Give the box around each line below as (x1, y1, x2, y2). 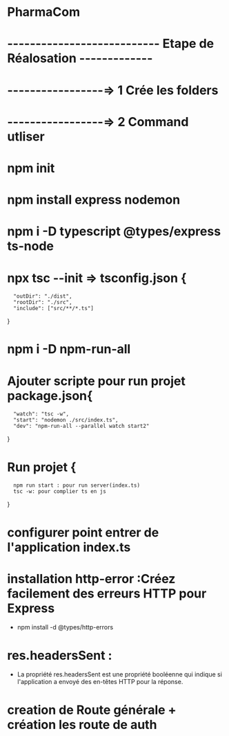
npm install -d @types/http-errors (17, 623, 114, 631)
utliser (7, 129, 45, 144)
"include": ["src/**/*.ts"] (13, 305, 94, 312)
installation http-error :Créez (7, 571, 176, 586)
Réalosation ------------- (7, 51, 153, 66)
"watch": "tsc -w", (13, 411, 70, 418)
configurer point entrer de (7, 524, 159, 540)
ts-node (7, 238, 54, 254)
